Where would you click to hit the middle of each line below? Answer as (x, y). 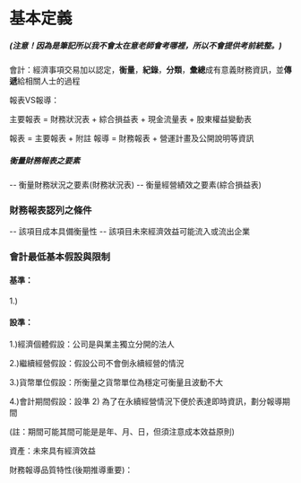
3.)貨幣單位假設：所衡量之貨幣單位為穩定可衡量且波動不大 (116, 382)
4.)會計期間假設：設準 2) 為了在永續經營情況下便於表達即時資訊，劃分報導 (146, 401)
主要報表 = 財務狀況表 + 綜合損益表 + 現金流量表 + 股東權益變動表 (131, 119)
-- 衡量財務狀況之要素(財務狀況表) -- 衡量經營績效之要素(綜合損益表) (135, 185)
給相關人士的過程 (49, 81)
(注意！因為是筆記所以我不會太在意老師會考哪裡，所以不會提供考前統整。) (146, 45)
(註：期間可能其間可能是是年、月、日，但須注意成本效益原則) (122, 431)
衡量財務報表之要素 (45, 160)
